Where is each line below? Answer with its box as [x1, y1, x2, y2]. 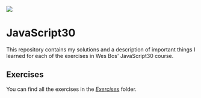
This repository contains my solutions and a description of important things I [6, 45, 196, 53]
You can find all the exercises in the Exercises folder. [6, 85, 137, 93]
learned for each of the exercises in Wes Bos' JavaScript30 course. [6, 52, 174, 59]
